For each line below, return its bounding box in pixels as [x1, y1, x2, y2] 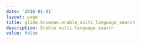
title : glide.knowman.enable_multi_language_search [6, 19, 135, 25]
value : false [6, 30, 38, 36]
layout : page [6, 14, 38, 20]
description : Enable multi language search [6, 25, 115, 31]
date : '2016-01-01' [6, 8, 54, 15]
